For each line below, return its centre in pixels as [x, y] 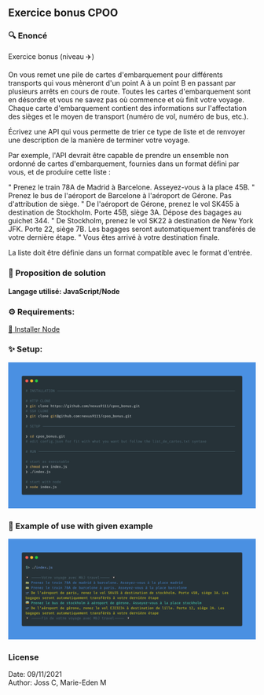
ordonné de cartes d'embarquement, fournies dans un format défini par [124, 164]
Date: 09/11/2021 [35, 675]
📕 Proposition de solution [57, 273]
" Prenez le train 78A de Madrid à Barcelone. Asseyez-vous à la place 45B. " [132, 187]
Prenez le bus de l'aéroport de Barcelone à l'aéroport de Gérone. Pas [120, 195]
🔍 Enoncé [28, 36]
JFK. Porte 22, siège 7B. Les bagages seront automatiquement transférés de [132, 229]
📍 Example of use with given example [81, 526]
